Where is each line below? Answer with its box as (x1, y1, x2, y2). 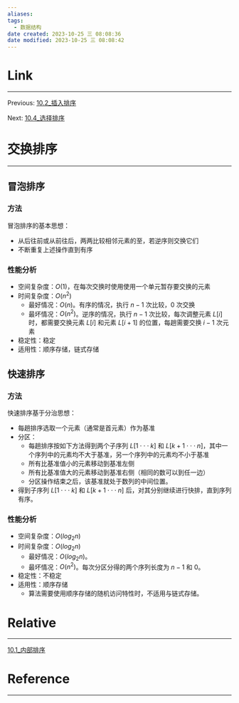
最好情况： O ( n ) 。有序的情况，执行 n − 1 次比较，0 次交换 (28, 300, 196, 309)
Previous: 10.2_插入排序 (7, 99, 77, 107)
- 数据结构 (14, 23, 42, 31)
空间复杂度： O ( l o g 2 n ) (17, 532, 81, 542)
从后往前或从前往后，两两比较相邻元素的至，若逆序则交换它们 (17, 236, 199, 245)
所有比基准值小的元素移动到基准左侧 (28, 459, 135, 467)
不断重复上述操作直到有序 (17, 245, 93, 253)
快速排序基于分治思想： (7, 408, 76, 417)
